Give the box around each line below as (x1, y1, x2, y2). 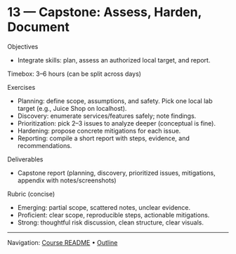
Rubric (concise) (7, 189, 55, 198)
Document (7, 19, 70, 35)
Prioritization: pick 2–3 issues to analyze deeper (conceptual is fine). (17, 119, 216, 127)
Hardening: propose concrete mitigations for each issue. (17, 126, 181, 135)
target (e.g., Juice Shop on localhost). (17, 104, 127, 112)
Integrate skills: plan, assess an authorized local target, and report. (17, 55, 211, 64)
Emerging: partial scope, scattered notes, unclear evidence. (17, 203, 191, 211)
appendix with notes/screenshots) (17, 176, 117, 185)
